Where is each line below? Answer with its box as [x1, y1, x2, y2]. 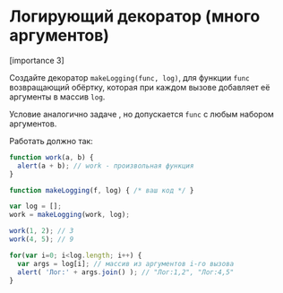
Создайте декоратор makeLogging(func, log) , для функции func [9, 72, 250, 82]
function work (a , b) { [9, 152, 94, 162]
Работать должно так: [9, 135, 94, 146]
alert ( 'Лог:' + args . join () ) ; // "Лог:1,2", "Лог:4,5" [17, 267, 235, 277]
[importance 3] [9, 55, 64, 65]
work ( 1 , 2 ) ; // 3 [9, 227, 74, 236]
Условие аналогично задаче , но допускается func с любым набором [9, 108, 275, 119]
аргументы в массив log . [9, 91, 106, 102]
